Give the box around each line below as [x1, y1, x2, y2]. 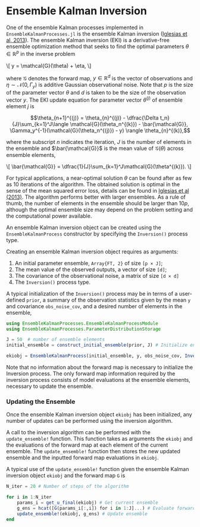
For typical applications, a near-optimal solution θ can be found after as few [6, 174, 192, 181]
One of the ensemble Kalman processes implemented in [6, 24, 144, 31]
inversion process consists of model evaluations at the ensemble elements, [6, 377, 190, 384]
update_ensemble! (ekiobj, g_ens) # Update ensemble [17, 510, 148, 517]
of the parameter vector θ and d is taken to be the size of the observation [6, 89, 186, 96]
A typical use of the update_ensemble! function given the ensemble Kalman [6, 466, 189, 473]
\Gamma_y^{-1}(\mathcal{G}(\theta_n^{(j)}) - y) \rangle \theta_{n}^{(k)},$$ [10, 127, 190, 134]
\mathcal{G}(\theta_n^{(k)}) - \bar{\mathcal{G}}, [70, 120, 189, 127]
